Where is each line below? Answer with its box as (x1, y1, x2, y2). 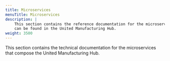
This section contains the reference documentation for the (14, 21, 144, 27)
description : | (5, 17, 37, 22)
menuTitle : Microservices (5, 12, 60, 17)
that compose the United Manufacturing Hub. (5, 50, 100, 56)
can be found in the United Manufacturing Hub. (14, 26, 116, 31)
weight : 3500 (5, 31, 33, 36)
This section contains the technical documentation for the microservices (5, 45, 156, 50)
